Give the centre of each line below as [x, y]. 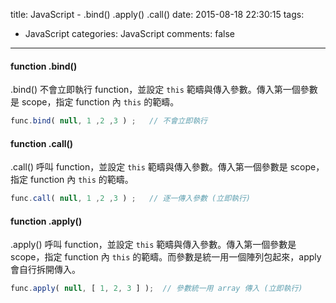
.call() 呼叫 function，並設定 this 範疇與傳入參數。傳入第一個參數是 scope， [167, 167]
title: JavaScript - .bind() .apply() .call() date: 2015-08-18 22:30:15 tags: [157, 14]
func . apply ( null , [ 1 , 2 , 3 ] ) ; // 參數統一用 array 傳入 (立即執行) [156, 289]
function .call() [42, 143]
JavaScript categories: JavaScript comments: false [129, 33]
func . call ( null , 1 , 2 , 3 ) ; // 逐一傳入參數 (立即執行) [130, 199]
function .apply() [46, 221]
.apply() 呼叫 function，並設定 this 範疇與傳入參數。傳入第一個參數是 [153, 245]
